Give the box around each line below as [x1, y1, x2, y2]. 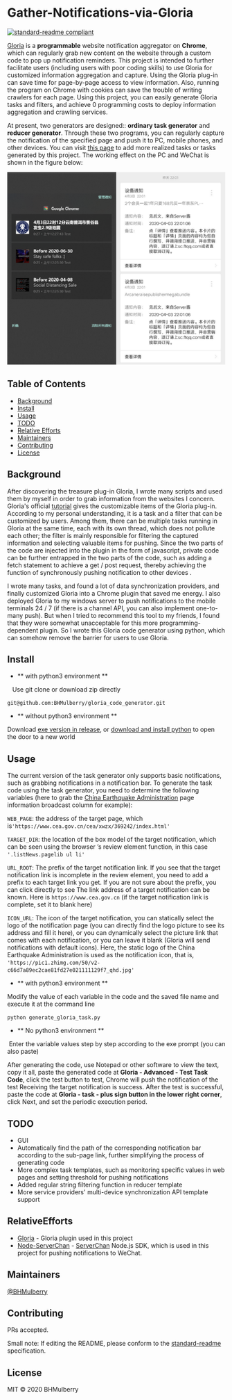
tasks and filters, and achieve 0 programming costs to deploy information [7, 100, 216, 108]
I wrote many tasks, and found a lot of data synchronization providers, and [7, 582, 220, 590]
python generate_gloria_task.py [7, 1014, 100, 1021]
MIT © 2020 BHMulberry [7, 1385, 79, 1394]
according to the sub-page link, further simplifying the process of [17, 1150, 204, 1159]
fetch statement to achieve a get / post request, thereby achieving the [7, 561, 206, 569]
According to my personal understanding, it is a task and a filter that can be [7, 509, 222, 517]
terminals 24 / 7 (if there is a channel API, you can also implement [7, 603, 195, 612]
